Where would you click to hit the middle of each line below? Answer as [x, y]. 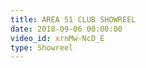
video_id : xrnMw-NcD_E [57, 38]
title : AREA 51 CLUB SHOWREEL [73, 19]
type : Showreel [42, 47]
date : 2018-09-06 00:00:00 [66, 29]
